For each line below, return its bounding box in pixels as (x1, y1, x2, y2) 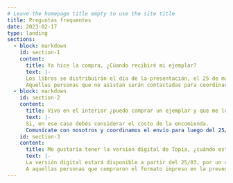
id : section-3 (19, 133, 60, 140)
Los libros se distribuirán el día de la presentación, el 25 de (25, 74, 218, 82)
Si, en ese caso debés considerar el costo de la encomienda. (25, 120, 209, 127)
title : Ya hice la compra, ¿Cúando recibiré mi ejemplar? (25, 62, 197, 69)
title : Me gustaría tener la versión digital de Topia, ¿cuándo (25, 146, 216, 153)
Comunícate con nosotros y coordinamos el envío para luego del (25, 127, 216, 134)
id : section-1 (19, 49, 60, 56)
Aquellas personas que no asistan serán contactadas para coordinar (25, 81, 228, 88)
